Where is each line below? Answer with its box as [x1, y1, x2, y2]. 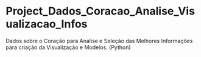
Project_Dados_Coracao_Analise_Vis [5, 4, 196, 18]
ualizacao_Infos [5, 17, 88, 31]
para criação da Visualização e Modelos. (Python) [5, 44, 132, 51]
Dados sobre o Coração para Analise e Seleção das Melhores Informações [5, 37, 193, 44]
